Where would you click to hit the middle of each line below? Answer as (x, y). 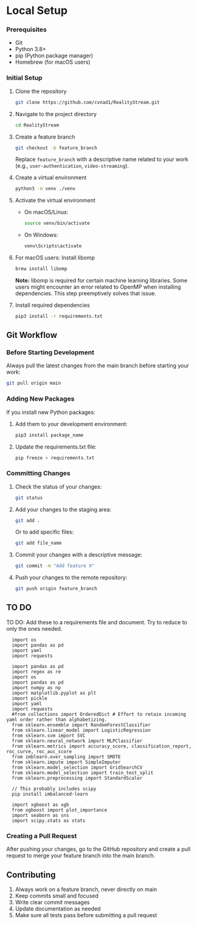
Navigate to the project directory (56, 114)
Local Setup (37, 11)
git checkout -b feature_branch (56, 148)
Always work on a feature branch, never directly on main (86, 889)
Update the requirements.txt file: (56, 447)
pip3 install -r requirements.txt (59, 316)
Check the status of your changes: (58, 486)
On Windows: (41, 235)
